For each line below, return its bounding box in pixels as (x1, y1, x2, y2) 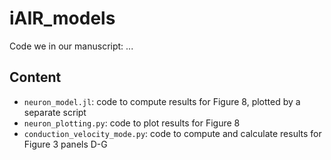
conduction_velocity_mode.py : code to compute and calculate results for (23, 127, 322, 139)
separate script (23, 106, 87, 118)
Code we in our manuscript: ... (9, 40, 134, 52)
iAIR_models (9, 7, 116, 30)
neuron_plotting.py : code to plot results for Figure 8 (23, 117, 241, 129)
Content (9, 69, 62, 86)
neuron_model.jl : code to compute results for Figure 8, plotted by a (23, 95, 301, 107)
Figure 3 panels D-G (23, 138, 108, 150)
